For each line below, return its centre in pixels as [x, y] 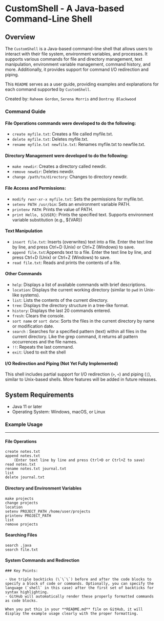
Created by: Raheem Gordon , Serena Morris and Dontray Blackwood [71, 99]
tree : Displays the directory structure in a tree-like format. [71, 305]
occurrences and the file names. [45, 342]
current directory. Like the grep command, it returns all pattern [75, 336]
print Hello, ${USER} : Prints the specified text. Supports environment [83, 214]
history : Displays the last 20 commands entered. [61, 310]
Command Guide [25, 111]
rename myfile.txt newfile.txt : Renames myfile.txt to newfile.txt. [79, 144]
